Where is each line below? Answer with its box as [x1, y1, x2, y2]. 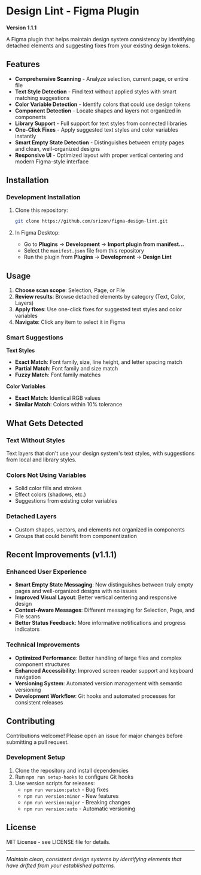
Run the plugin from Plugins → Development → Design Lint [23, 253, 172, 261]
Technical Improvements [6, 640, 80, 649]
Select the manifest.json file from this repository [23, 247, 145, 254]
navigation [14, 673, 41, 680]
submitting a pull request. [6, 738, 69, 746]
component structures [14, 660, 70, 668]
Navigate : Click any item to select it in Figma [14, 318, 126, 326]
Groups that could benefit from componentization [14, 532, 138, 539]
